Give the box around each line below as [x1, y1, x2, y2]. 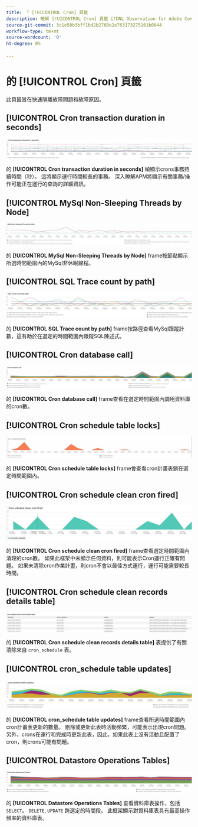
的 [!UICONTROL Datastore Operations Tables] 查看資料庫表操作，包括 [6, 800, 180, 807]
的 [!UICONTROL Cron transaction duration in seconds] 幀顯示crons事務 [6, 166, 184, 173]
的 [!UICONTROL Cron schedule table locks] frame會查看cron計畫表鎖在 [6, 465, 184, 472]
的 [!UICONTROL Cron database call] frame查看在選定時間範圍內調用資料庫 [6, 395, 190, 403]
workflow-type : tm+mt [6, 28, 60, 34]
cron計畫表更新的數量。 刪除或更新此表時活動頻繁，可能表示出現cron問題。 [6, 723, 190, 730]
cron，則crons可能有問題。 [6, 738, 72, 745]
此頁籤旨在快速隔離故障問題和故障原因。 [6, 95, 104, 103]
